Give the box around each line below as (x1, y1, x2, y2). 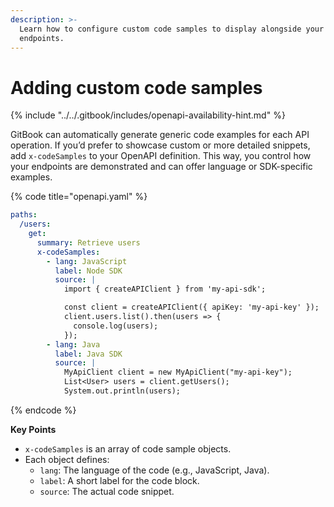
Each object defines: (24, 453, 110, 465)
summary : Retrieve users (36, 237, 141, 248)
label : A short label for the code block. (39, 474, 200, 486)
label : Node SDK (54, 266, 123, 276)
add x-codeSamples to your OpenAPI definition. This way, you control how (10, 150, 312, 162)
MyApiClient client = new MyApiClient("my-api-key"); (63, 367, 293, 378)
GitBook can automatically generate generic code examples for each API (10, 129, 310, 141)
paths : (10, 210, 38, 220)
